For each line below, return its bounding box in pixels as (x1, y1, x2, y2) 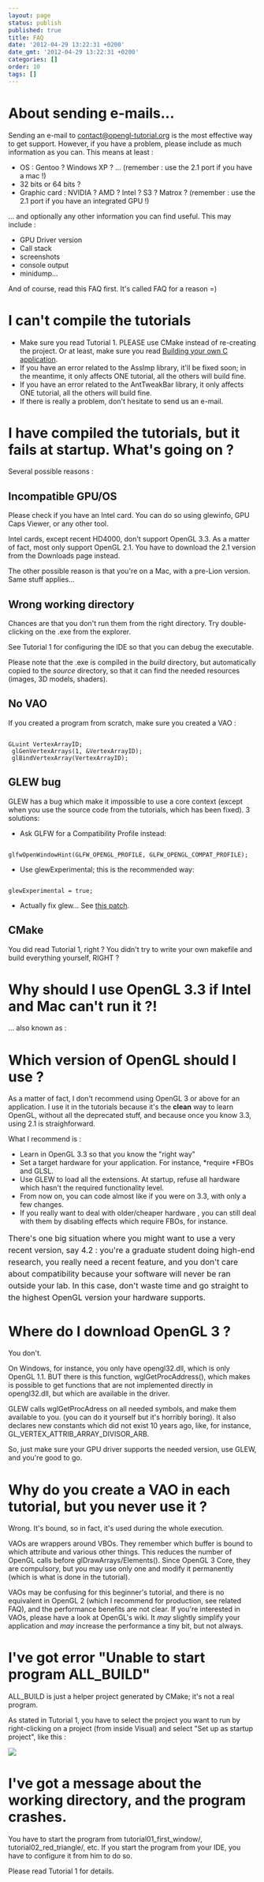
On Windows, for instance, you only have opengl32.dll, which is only (8, 1363, 230, 1374)
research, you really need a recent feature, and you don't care (8, 1257, 239, 1268)
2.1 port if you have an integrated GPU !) (19, 196, 150, 205)
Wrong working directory (8, 598, 135, 611)
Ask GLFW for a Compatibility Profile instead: (19, 828, 167, 838)
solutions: (8, 813, 40, 823)
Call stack (19, 243, 53, 253)
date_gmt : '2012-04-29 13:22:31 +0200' (8, 48, 139, 56)
